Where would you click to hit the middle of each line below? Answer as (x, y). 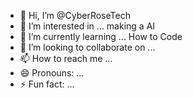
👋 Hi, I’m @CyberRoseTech (75, 15)
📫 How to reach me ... (66, 58)
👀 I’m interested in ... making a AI (87, 26)
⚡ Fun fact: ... (47, 84)
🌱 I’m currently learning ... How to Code (101, 36)
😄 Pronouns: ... (52, 73)
